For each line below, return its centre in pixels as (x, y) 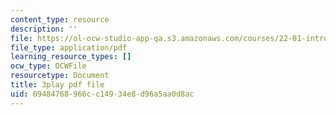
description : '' (44, 29)
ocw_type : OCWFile (48, 66)
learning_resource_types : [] (71, 57)
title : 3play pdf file (57, 85)
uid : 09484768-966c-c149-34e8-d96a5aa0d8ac (102, 94)
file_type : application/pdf (69, 47)
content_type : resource (60, 19)
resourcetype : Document (60, 76)
